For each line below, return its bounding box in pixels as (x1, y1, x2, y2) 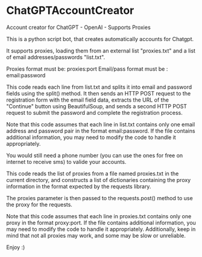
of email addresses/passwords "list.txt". (6, 53, 106, 60)
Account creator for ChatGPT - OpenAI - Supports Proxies (6, 24, 151, 31)
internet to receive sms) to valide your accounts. (6, 158, 127, 165)
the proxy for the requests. (6, 201, 72, 208)
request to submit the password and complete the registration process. (6, 109, 183, 116)
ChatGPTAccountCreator (6, 4, 134, 18)
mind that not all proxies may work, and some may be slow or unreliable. (6, 232, 186, 239)
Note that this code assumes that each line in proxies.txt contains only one (6, 212, 192, 220)
